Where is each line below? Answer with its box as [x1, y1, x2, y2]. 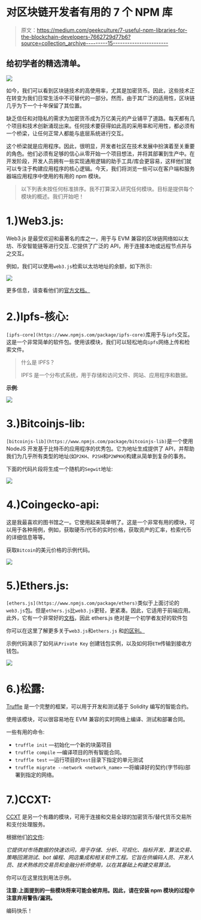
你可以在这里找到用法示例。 [6, 874, 75, 882]
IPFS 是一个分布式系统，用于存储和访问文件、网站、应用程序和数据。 [20, 371, 191, 378]
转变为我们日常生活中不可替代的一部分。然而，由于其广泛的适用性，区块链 [11, 94, 195, 101]
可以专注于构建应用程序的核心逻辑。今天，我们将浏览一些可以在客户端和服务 [6, 165, 195, 172]
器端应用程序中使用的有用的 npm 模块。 [6, 172, 104, 180]
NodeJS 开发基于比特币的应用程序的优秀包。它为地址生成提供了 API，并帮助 [6, 445, 194, 452]
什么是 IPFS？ [20, 359, 55, 366]
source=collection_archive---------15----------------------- [20, 40, 169, 47]
